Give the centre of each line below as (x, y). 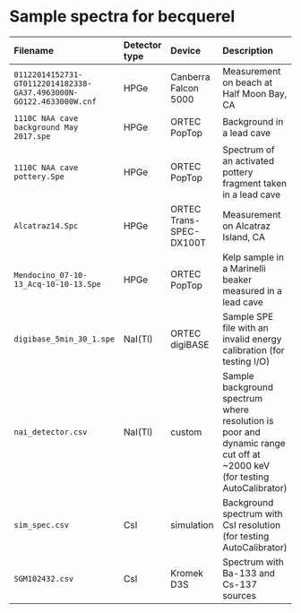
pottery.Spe (39, 176)
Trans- (185, 220)
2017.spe (32, 136)
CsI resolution (251, 524)
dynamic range (254, 443)
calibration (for (254, 350)
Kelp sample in (254, 257)
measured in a (252, 290)
